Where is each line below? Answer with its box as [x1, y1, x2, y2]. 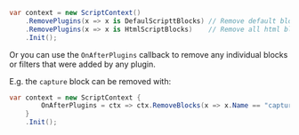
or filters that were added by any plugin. [9, 59, 156, 69]
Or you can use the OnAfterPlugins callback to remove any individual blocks [9, 49, 288, 60]
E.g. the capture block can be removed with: [9, 75, 172, 86]
